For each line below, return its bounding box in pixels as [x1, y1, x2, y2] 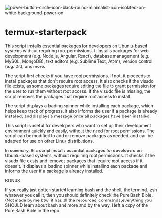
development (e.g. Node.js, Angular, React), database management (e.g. [5, 53, 149, 59]
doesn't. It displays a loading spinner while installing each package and [5, 163, 147, 168]
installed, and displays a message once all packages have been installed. [5, 113, 151, 119]
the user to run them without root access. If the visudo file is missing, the [5, 88, 151, 94]
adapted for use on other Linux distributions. [5, 138, 94, 144]
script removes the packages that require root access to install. [5, 93, 131, 99]
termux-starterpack [5, 27, 87, 38]
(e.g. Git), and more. [5, 63, 45, 69]
